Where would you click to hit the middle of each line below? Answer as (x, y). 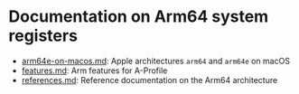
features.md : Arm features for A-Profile (94, 70)
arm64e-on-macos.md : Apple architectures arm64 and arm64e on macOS (156, 61)
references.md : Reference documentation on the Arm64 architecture (149, 80)
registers (43, 36)
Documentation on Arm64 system (139, 17)
